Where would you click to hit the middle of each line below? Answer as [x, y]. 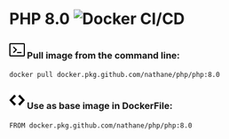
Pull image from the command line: [103, 56]
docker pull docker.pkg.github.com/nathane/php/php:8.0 [114, 75]
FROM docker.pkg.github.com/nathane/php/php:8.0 [101, 125]
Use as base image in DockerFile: [99, 106]
